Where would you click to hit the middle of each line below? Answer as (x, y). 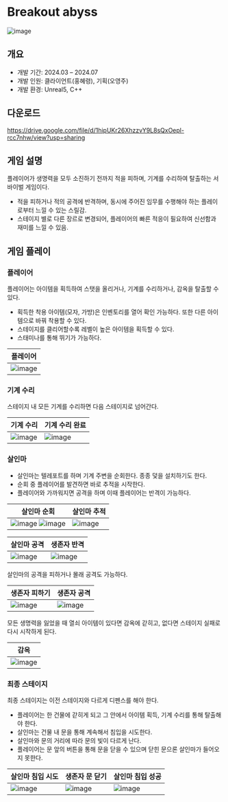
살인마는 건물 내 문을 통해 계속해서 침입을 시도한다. (85, 732)
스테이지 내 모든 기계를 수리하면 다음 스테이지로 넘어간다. (83, 407)
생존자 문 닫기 (86, 776)
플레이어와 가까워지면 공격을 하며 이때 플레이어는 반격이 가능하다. (104, 493)
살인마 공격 (27, 544)
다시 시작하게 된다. (32, 631)
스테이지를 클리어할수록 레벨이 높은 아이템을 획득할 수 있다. (96, 329)
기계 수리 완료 (65, 425)
